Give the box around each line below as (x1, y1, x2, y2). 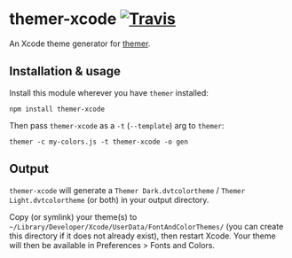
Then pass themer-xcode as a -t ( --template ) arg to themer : (9, 120, 225, 130)
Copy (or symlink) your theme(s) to (9, 211, 138, 222)
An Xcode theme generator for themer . (9, 38, 151, 49)
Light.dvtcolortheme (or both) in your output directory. (9, 194, 209, 205)
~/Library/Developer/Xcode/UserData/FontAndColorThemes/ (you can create (9, 221, 284, 231)
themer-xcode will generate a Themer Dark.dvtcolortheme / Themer (9, 184, 246, 195)
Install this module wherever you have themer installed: (9, 87, 209, 98)
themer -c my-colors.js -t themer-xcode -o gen (9, 137, 189, 146)
